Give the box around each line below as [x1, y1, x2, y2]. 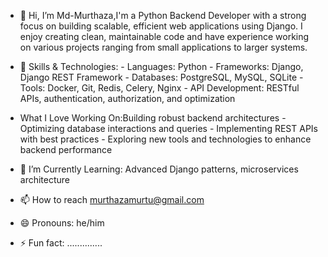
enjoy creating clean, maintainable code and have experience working [19, 31, 310, 42]
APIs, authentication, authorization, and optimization [19, 93, 236, 104]
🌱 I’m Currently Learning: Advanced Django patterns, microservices [19, 163, 299, 175]
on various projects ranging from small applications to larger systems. [19, 41, 308, 53]
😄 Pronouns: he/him [19, 217, 105, 229]
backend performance [19, 144, 113, 155]
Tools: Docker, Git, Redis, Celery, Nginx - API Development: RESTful [19, 82, 300, 94]
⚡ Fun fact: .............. [19, 237, 103, 249]
